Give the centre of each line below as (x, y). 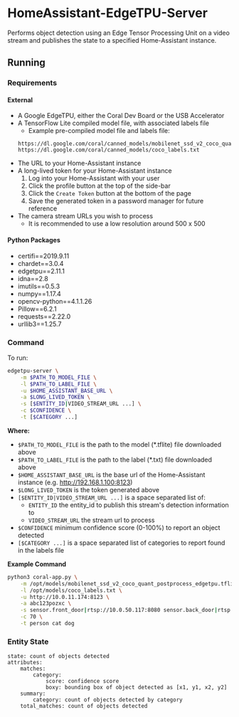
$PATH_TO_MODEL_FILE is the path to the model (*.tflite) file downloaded (119, 444)
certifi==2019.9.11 (43, 256)
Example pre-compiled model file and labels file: (99, 131)
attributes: (25, 663)
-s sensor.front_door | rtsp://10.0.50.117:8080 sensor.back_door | (119, 610)
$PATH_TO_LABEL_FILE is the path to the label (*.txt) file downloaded (115, 460)
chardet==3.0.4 (41, 263)
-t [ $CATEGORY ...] (49, 418)
